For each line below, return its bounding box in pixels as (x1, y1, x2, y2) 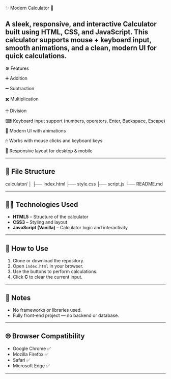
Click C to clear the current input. (12, 274, 83, 280)
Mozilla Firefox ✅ (12, 351, 49, 357)
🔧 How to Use (5, 244, 48, 253)
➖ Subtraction (5, 85, 35, 91)
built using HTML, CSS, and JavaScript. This (5, 28, 149, 37)
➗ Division (5, 107, 27, 114)
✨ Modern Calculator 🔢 (5, 5, 54, 11)
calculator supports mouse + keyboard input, (5, 36, 152, 44)
